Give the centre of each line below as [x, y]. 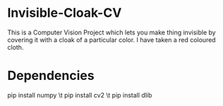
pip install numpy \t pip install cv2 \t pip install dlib [80, 95]
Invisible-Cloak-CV [65, 13]
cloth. [16, 47]
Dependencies [51, 76]
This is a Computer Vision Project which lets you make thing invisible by [112, 32]
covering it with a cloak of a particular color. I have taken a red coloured [112, 39]
